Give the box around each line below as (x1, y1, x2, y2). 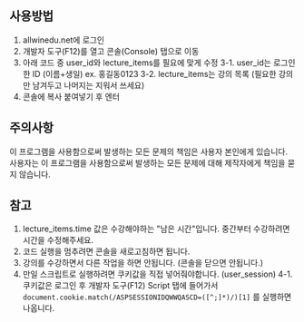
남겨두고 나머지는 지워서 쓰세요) (32, 80, 145, 91)
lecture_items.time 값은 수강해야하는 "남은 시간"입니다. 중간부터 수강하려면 (22, 223, 290, 234)
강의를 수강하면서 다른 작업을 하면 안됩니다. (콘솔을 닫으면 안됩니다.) (22, 258, 264, 268)
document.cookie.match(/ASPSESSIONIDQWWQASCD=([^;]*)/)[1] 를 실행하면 (22, 291, 292, 302)
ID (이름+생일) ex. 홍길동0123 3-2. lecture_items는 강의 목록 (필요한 (32, 68, 277, 79)
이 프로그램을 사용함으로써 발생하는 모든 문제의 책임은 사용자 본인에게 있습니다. (9, 146, 289, 157)
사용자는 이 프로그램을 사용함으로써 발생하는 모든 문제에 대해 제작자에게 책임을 (9, 157, 286, 168)
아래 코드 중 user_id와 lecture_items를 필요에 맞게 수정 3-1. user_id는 (22, 57, 272, 68)
